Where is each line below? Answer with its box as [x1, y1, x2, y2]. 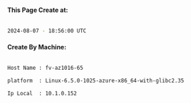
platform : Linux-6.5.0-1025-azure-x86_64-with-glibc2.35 [7, 78, 185, 85]
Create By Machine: [7, 42, 67, 51]
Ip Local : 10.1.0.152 [7, 90, 78, 97]
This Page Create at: [7, 6, 68, 14]
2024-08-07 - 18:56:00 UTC [7, 28, 87, 35]
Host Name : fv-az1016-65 [7, 64, 83, 72]
